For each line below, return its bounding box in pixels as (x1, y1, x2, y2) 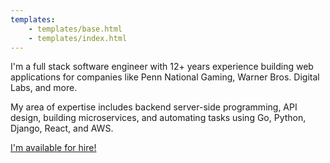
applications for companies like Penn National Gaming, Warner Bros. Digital (10, 71, 320, 83)
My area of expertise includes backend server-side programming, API (10, 101, 298, 113)
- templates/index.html (28, 33, 128, 43)
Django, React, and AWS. (10, 122, 114, 135)
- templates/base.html (28, 24, 123, 34)
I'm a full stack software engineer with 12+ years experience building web (10, 61, 314, 73)
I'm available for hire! (10, 142, 97, 154)
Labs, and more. (10, 82, 78, 94)
